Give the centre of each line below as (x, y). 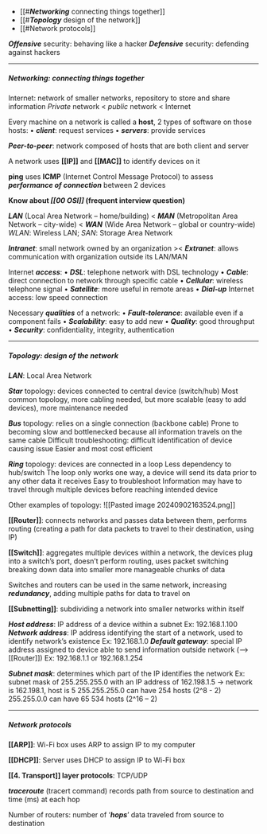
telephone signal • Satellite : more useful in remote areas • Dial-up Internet (131, 289)
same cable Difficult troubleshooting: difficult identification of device (120, 440)
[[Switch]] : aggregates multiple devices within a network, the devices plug (130, 552)
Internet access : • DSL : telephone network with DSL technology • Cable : (128, 272)
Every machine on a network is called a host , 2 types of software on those (130, 122)
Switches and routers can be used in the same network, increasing (118, 585)
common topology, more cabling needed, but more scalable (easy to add (127, 399)
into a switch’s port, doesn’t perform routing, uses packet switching (118, 561)
